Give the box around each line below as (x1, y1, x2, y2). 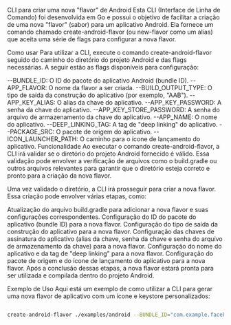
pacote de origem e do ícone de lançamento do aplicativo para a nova (7, 257, 206, 264)
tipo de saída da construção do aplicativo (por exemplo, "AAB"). (7, 91, 188, 99)
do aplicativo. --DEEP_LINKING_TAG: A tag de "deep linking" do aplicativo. (7, 120, 218, 128)
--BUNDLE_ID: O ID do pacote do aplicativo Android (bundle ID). (7, 76, 189, 85)
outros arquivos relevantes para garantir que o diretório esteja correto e (7, 165, 210, 172)
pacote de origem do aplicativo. (62, 127, 153, 136)
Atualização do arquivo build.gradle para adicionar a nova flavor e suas (7, 206, 208, 213)
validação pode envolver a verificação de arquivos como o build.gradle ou (7, 157, 217, 165)
